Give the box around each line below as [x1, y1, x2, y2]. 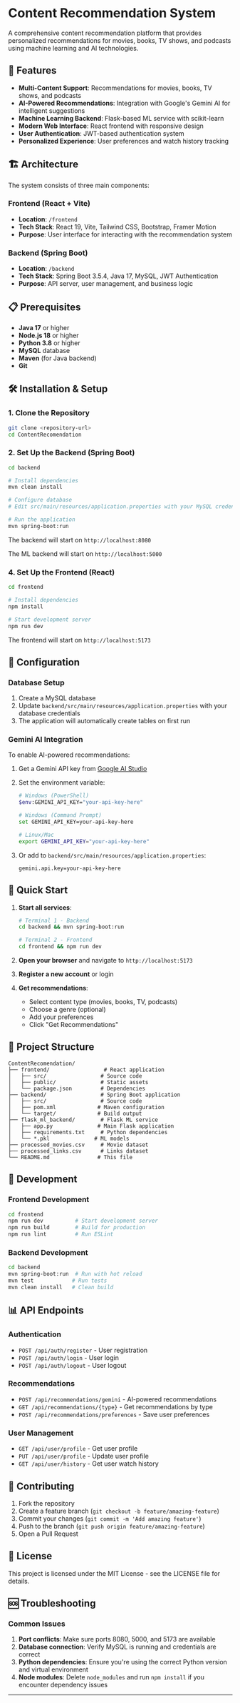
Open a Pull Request [18, 1529, 79, 1538]
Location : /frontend [18, 214, 78, 223]
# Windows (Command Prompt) [18, 812, 102, 819]
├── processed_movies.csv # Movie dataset [8, 1141, 149, 1148]
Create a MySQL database [18, 694, 96, 702]
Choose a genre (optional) [28, 1006, 106, 1014]
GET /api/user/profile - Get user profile [18, 1444, 138, 1453]
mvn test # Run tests [8, 1277, 108, 1284]
